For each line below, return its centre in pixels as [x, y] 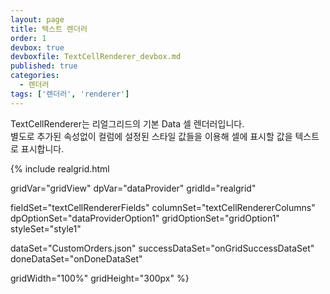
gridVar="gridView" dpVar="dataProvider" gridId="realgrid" [133, 188]
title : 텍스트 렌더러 [49, 29]
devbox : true [37, 47]
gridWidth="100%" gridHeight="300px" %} [100, 278]
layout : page [37, 19]
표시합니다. [42, 148]
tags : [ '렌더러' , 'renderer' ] [70, 94]
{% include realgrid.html [60, 168]
